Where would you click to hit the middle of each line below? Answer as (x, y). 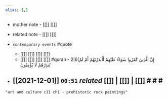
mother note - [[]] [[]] (35, 24)
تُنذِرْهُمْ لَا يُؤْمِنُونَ (35, 64)
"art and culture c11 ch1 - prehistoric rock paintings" (67, 92)
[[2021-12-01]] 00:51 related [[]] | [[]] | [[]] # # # (88, 81)
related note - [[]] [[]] (34, 34)
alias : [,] (17, 10)
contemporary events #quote (42, 44)
